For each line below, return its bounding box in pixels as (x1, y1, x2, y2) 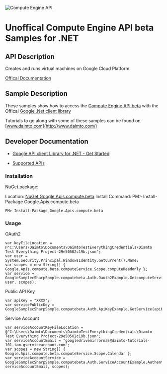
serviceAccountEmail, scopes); (5, 364, 70, 370)
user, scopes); (5, 280, 37, 285)
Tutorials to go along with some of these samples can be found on (5, 117, 141, 124)
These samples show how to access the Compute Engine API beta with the (5, 102, 159, 109)
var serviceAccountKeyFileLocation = (5, 325, 83, 330)
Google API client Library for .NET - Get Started (12, 150, 110, 156)
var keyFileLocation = (5, 241, 52, 246)
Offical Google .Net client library (5, 108, 71, 114)
